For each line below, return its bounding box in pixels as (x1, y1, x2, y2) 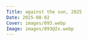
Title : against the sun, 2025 (6, 8, 83, 15)
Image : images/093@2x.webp (6, 25, 74, 32)
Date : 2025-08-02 (6, 14, 50, 20)
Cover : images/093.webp (6, 20, 66, 26)
